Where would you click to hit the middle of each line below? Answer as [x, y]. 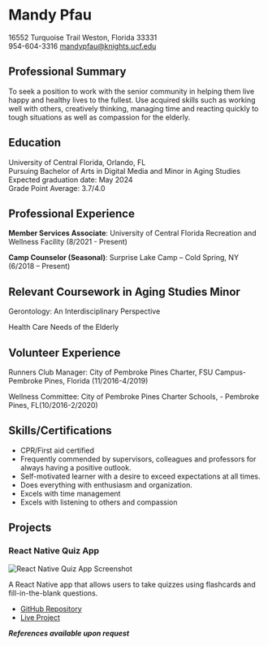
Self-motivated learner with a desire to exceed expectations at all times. [140, 476]
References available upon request [69, 633]
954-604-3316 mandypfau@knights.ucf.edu [82, 46]
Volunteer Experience [65, 352]
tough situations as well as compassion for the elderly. [99, 117]
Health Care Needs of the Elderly [64, 327]
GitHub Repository [51, 609]
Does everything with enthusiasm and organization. [106, 484]
